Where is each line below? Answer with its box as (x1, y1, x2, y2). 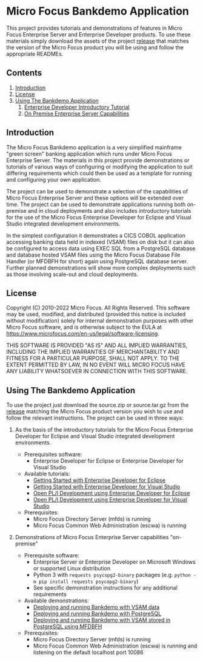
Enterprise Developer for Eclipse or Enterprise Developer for (33, 457, 184, 464)
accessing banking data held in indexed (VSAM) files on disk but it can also (6, 238, 195, 246)
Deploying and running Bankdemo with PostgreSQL (33, 610, 162, 618)
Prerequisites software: (24, 451, 82, 458)
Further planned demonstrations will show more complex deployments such (6, 264, 196, 271)
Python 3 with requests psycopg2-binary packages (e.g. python (33, 571, 191, 579)
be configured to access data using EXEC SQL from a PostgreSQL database (6, 244, 196, 252)
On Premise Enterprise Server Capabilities (24, 109, 129, 117)
